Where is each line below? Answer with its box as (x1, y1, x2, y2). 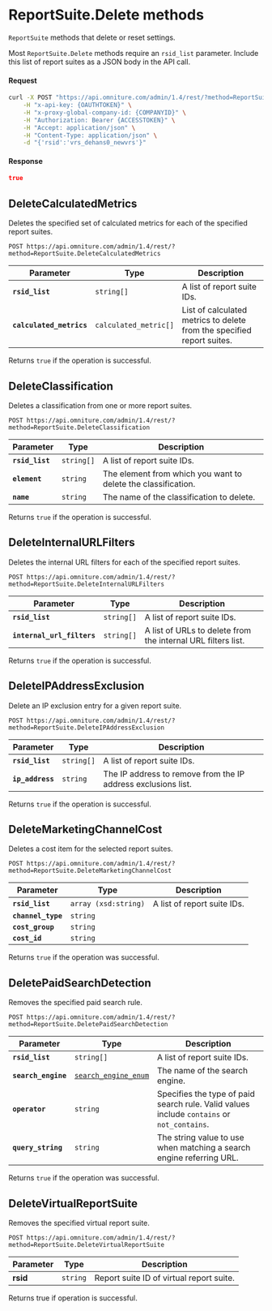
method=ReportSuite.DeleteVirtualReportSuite (8, 1241, 164, 1249)
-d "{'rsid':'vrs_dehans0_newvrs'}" (23, 139, 147, 147)
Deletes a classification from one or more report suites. (8, 400, 193, 410)
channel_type (12, 911, 63, 921)
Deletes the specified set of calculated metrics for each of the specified (8, 218, 249, 228)
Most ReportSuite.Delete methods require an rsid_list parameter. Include (8, 48, 259, 58)
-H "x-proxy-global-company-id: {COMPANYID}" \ (23, 108, 186, 117)
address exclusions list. (103, 778, 192, 789)
